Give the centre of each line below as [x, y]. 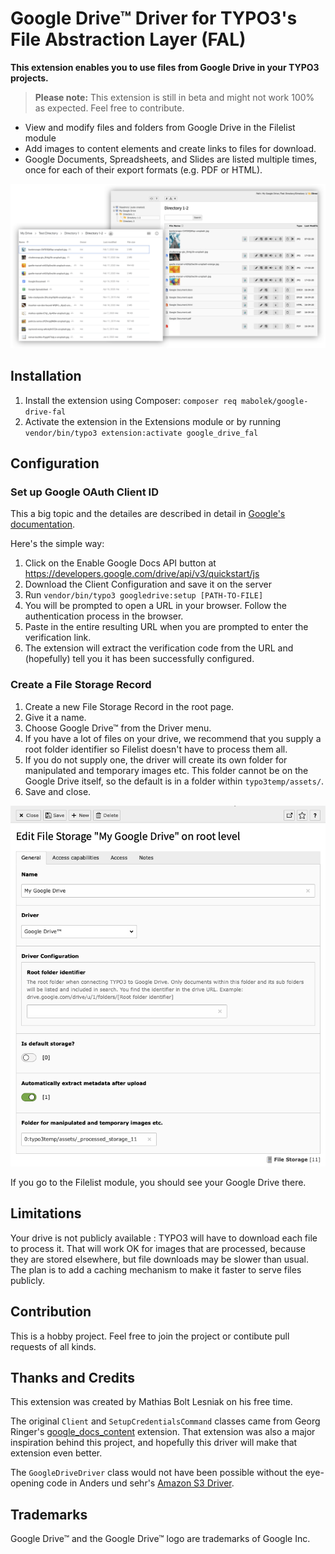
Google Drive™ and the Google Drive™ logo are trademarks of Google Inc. [160, 1539]
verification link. [58, 638]
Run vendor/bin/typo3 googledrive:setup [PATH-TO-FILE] [144, 595]
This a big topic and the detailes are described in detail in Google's [148, 514]
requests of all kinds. [53, 1346]
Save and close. [58, 791]
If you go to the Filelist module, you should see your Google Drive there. [158, 1182]
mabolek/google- [275, 401]
